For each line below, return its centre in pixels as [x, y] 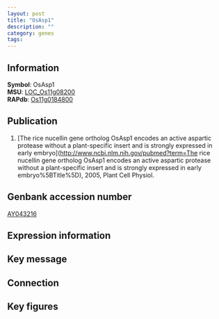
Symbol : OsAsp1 [31, 84]
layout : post [26, 14]
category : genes [31, 33]
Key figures [33, 307]
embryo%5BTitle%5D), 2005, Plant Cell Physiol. [86, 175]
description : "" [31, 26]
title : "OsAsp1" [31, 20]
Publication [32, 122]
